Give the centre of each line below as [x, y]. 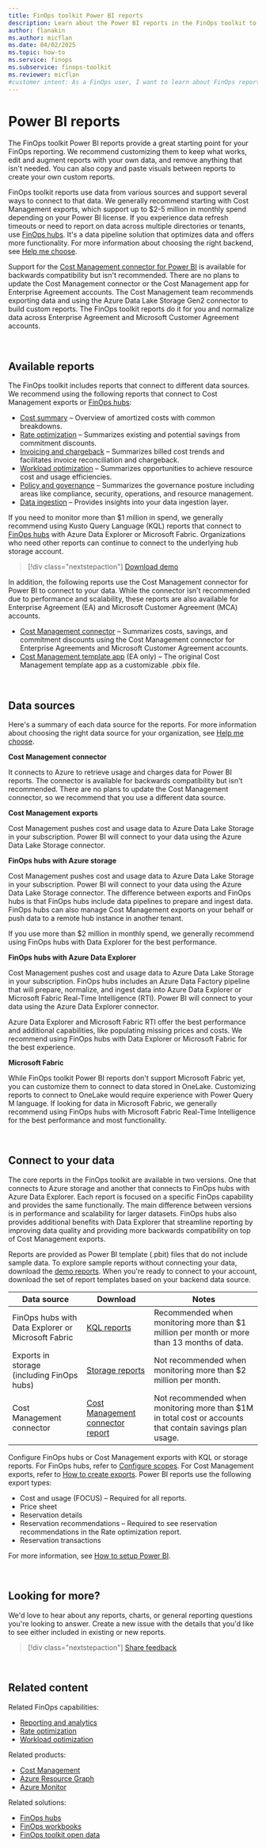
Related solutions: [37, 1802]
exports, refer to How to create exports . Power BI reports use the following [130, 1474]
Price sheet [38, 1506]
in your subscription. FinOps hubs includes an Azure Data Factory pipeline [129, 981]
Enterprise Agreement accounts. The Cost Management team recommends [131, 292]
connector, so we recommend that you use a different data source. [117, 798]
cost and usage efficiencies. [66, 477]
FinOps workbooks [50, 1826]
